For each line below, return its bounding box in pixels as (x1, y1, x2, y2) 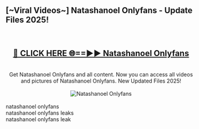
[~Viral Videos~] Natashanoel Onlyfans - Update (5, 5, 193, 16)
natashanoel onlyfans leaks (5, 109, 74, 116)
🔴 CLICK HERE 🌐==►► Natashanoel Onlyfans (13, 48, 189, 58)
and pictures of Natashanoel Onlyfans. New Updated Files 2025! (20, 77, 182, 84)
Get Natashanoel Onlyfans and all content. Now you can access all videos (9, 71, 193, 78)
